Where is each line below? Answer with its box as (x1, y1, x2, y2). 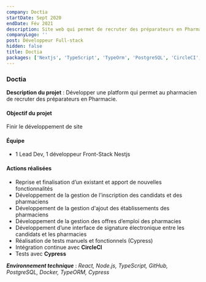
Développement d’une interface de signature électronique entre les (15, 224, 185, 231)
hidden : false (6, 44, 43, 50)
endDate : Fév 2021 (6, 20, 53, 26)
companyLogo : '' (6, 32, 48, 38)
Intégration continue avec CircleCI (15, 243, 102, 251)
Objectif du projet (6, 109, 52, 116)
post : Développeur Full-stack (6, 37, 84, 44)
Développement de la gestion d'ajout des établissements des (15, 204, 170, 211)
